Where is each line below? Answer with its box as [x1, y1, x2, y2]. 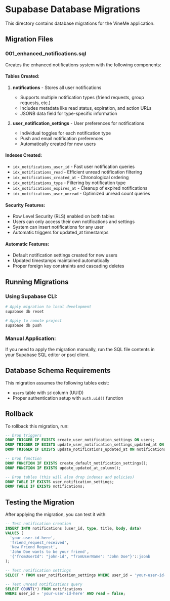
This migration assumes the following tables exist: [5, 379, 110, 385]
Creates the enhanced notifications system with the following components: [5, 62, 161, 68]
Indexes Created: [5, 152, 42, 158]
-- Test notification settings [5, 568, 71, 573]
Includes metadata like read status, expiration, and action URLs [20, 105, 152, 111]
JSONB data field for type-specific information [20, 110, 117, 116]
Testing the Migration [5, 498, 74, 506]
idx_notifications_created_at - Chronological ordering [12, 175, 129, 181]
